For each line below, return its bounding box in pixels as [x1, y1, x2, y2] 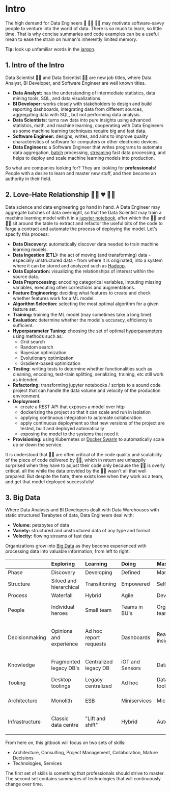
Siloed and [51, 577, 77, 584]
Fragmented [51, 658, 80, 665]
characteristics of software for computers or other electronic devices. [12, 138, 159, 144]
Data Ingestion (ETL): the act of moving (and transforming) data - [12, 252, 151, 258]
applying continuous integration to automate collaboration [20, 414, 142, 420]
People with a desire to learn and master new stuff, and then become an [5, 170, 156, 176]
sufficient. [12, 322, 34, 328]
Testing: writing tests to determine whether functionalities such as [12, 365, 153, 372]
